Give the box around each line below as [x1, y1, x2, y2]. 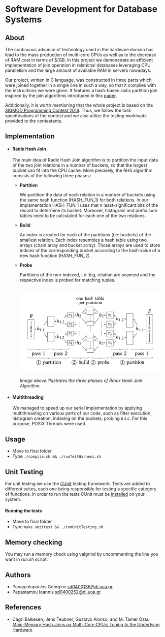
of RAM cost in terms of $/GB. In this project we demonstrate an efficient [5, 57, 153, 63]
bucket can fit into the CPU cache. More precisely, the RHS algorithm [12, 167, 153, 173]
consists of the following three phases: [12, 172, 91, 178]
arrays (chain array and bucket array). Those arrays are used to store [19, 242, 160, 248]
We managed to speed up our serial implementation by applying [12, 405, 142, 411]
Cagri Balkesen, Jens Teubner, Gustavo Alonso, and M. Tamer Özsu [12, 616, 150, 622]
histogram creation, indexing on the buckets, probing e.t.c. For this [12, 415, 148, 421]
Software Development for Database [5, 3, 158, 15]
